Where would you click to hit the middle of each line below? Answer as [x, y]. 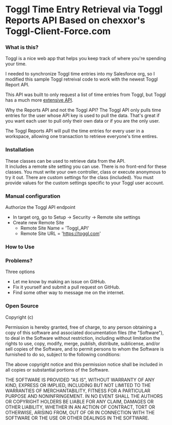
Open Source [22, 306]
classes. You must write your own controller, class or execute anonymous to [86, 172]
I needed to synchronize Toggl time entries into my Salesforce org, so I [80, 74]
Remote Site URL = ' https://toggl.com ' [61, 234]
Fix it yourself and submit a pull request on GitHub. [66, 287]
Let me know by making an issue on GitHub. [59, 282]
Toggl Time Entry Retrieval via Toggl [84, 9]
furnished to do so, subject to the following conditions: [63, 354]
